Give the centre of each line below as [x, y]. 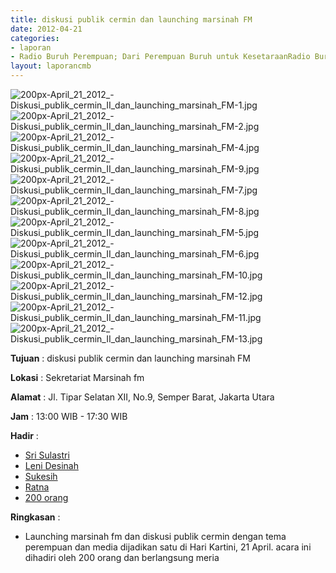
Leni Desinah [51, 465]
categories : [35, 38]
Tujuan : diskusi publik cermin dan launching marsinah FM [131, 358]
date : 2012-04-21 [46, 29]
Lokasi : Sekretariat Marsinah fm [77, 377]
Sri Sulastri [47, 455]
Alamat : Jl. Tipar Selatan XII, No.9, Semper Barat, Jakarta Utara [142, 397]
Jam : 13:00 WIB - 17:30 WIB [69, 416]
